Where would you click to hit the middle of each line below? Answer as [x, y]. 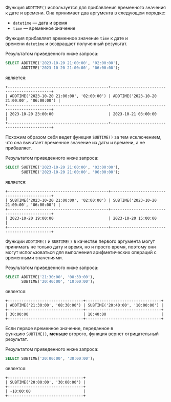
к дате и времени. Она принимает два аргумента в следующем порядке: [85, 13]
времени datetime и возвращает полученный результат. [67, 44]
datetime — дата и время [40, 23]
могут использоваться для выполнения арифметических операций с [81, 252]
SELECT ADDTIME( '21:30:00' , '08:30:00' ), [50, 277]
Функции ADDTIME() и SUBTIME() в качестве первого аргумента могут [80, 241]
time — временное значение [44, 28]
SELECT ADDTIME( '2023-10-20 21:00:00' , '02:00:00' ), [63, 63]
